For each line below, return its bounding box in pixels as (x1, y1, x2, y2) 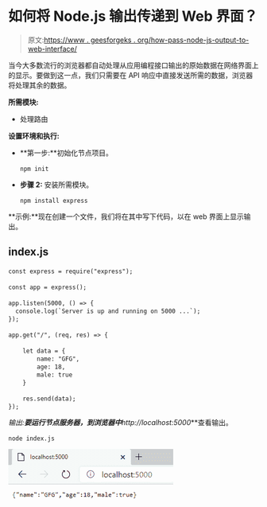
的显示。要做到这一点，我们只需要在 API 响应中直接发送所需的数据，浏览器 (8, 70, 253, 80)
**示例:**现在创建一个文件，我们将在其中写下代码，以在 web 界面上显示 (8, 212, 244, 221)
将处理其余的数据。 (8, 80, 72, 90)
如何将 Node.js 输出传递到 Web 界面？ (8, 7, 258, 25)
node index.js (8, 435, 56, 443)
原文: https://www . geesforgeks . (27, 35, 136, 45)
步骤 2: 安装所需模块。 (19, 180, 94, 189)
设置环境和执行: (8, 131, 60, 140)
